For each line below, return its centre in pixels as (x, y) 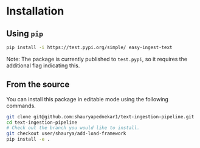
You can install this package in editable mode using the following (88, 99)
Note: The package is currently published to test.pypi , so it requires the (97, 59)
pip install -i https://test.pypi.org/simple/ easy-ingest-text (89, 47)
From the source (38, 85)
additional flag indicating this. (43, 66)
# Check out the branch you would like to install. (73, 128)
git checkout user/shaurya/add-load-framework (66, 134)
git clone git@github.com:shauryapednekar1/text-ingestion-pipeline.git (100, 116)
